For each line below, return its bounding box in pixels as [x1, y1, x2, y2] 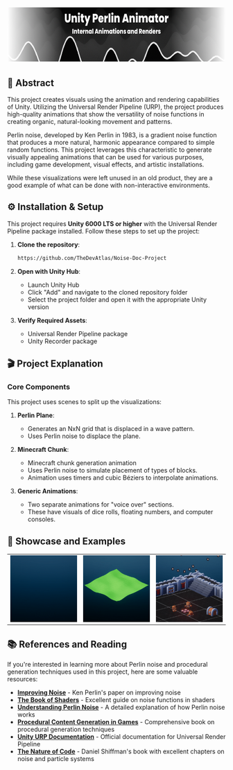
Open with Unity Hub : [17, 267, 81, 275]
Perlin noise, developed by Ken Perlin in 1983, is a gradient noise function [7, 131, 217, 139]
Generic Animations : [17, 487, 78, 496]
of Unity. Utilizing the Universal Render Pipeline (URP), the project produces [7, 103, 224, 111]
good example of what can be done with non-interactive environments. [7, 181, 210, 189]
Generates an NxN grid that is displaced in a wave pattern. [27, 425, 195, 433]
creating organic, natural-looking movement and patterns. [7, 118, 173, 125]
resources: [7, 675, 38, 683]
